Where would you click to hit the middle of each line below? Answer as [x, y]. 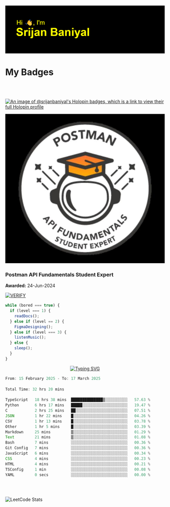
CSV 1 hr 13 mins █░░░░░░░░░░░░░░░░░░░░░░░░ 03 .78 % [78, 421]
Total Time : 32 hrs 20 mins [35, 389]
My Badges [30, 72]
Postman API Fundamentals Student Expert [59, 274]
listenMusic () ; [30, 338]
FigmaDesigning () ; [34, 327]
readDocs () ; [27, 316]
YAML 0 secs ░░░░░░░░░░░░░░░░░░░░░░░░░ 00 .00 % [78, 475]
